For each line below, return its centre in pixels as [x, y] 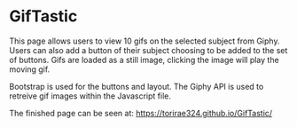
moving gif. [30, 69]
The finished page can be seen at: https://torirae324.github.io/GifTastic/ [141, 113]
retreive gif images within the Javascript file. [90, 96]
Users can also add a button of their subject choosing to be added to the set [148, 50]
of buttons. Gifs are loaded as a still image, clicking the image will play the [144, 60]
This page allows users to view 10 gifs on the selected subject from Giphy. [145, 41]
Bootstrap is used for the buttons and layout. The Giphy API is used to [137, 86]
